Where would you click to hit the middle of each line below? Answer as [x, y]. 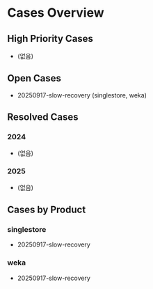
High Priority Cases [50, 39]
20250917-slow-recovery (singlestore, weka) [82, 95]
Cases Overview [56, 13]
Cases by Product [47, 210]
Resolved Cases [43, 117]
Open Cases [34, 78]
